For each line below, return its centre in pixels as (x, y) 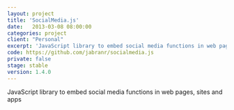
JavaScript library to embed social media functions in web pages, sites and (115, 92)
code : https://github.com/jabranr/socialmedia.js (81, 53)
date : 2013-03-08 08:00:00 (49, 26)
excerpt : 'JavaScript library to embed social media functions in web (112, 46)
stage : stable (28, 65)
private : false (29, 59)
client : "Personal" (36, 40)
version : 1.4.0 (29, 72)
